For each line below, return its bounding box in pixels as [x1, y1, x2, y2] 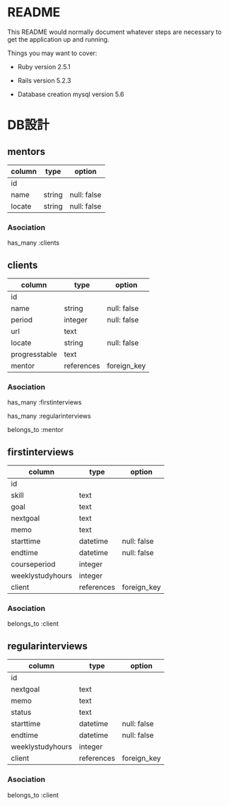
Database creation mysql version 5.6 [17, 90, 125, 98]
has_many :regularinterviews [7, 411, 91, 421]
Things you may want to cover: [7, 49, 98, 57]
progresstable [11, 349, 58, 359]
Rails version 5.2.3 [17, 76, 71, 85]
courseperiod [11, 559, 56, 569]
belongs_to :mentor [7, 426, 64, 434]
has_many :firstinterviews [7, 398, 82, 407]
